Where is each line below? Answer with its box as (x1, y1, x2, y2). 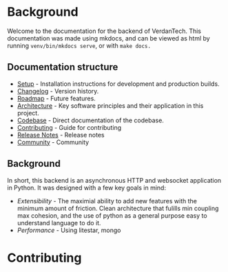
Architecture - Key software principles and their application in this (17, 101, 204, 110)
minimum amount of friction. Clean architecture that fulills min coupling (17, 204, 219, 212)
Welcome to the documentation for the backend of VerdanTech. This (7, 27, 202, 35)
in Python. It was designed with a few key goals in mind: (7, 183, 167, 192)
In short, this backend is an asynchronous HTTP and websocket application (7, 176, 222, 184)
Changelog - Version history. (17, 87, 99, 95)
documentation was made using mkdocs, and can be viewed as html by (7, 34, 210, 42)
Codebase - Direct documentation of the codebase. (17, 116, 164, 124)
